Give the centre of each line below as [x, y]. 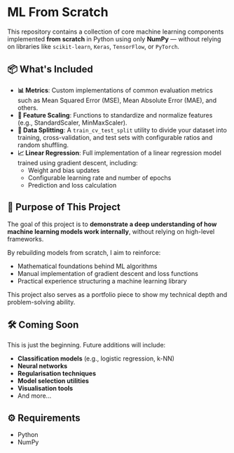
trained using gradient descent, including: [77, 162]
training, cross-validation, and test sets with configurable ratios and [115, 137]
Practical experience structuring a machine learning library [102, 281]
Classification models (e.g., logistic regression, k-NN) [96, 358]
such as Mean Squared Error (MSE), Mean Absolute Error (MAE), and [117, 100]
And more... [34, 396]
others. [28, 107]
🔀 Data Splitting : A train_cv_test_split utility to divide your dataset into [122, 130]
